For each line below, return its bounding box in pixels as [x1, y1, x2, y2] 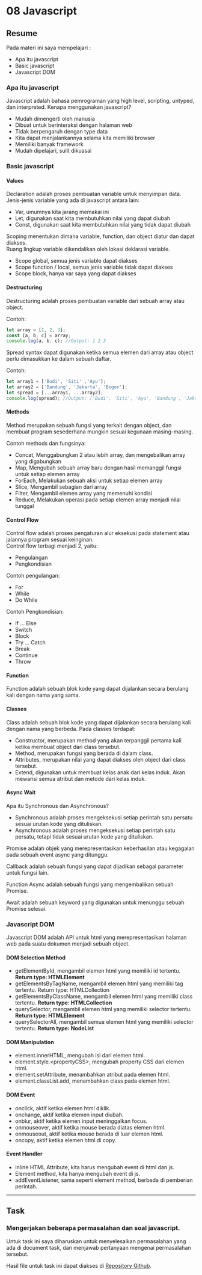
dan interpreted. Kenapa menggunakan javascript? [6, 103, 132, 111]
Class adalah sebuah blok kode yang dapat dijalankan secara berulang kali [6, 718, 191, 726]
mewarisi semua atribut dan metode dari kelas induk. [14, 775, 146, 782]
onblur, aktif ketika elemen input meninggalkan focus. [14, 1117, 148, 1125]
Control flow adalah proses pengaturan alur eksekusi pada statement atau [6, 530, 189, 537]
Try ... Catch [14, 639, 46, 646]
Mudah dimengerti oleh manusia [14, 115, 95, 123]
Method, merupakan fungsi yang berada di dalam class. [14, 750, 153, 757]
